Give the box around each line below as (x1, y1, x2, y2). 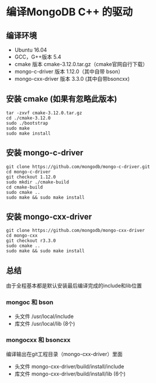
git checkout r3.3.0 (6, 238, 57, 244)
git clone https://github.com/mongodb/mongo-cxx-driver (6, 228, 145, 234)
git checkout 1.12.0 (6, 174, 57, 180)
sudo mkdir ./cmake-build (6, 179, 69, 185)
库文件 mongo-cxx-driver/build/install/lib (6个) (14, 370, 126, 377)
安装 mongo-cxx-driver (6, 212, 92, 222)
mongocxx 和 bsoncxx (6, 336, 71, 344)
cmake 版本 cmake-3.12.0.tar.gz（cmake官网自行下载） (14, 61, 148, 67)
